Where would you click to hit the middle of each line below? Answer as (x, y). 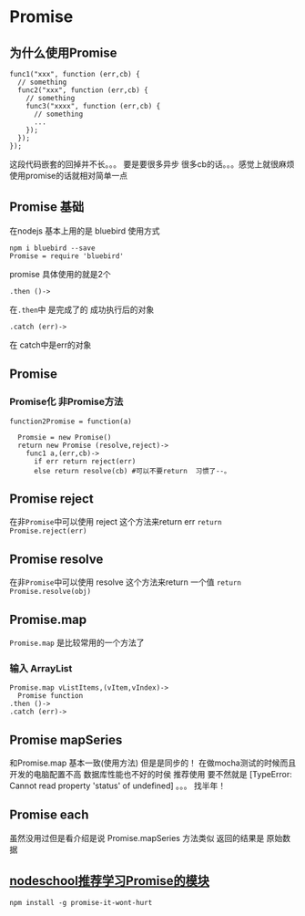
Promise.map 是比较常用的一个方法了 (77, 642)
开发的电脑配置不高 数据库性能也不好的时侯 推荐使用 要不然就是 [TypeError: (151, 775)
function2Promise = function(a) (71, 422)
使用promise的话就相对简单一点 (69, 176)
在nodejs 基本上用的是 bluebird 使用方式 (85, 231)
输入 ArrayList (41, 668)
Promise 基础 (47, 207)
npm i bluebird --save (52, 248)
